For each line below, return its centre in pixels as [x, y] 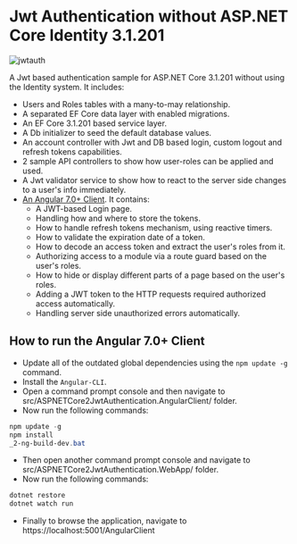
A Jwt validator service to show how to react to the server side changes [154, 180]
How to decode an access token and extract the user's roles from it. [160, 247]
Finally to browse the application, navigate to [104, 521]
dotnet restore [37, 496]
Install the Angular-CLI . [64, 381]
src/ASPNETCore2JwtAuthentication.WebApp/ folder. [120, 470]
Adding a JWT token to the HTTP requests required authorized [150, 294]
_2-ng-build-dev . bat [48, 443]
